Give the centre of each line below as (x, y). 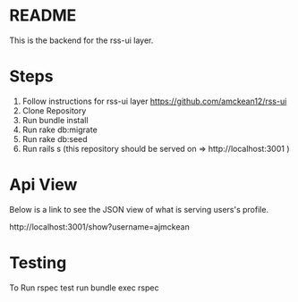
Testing (38, 263)
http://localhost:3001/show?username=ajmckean (99, 226)
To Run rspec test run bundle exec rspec (84, 288)
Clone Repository (54, 110)
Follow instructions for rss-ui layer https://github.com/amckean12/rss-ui (154, 101)
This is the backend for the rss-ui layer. (81, 40)
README (43, 16)
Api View (43, 185)
